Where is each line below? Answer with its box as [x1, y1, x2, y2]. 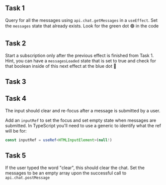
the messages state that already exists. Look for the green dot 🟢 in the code [5, 22, 159, 29]
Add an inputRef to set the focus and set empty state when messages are [5, 117, 157, 123]
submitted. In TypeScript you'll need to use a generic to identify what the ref [5, 122, 162, 129]
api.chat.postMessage [5, 175, 50, 180]
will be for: [5, 128, 27, 134]
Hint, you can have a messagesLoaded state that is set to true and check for [5, 57, 157, 64]
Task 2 [5, 39, 26, 48]
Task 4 [5, 94, 26, 103]
